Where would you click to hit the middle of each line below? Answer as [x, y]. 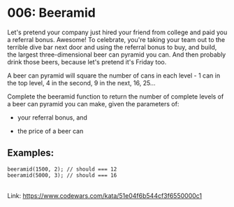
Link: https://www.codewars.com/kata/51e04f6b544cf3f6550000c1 [105, 195]
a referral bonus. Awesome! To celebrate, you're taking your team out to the [116, 39]
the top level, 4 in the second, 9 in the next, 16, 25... [81, 83]
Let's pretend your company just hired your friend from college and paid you [117, 32]
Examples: [31, 153]
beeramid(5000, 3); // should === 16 [62, 175]
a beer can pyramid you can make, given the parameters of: [93, 103]
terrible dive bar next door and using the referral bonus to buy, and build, [112, 47]
